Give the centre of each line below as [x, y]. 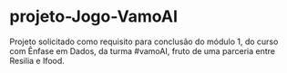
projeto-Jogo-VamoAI [94, 17]
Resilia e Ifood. [37, 60]
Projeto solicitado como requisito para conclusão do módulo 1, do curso [144, 41]
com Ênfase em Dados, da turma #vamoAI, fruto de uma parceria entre [143, 50]
